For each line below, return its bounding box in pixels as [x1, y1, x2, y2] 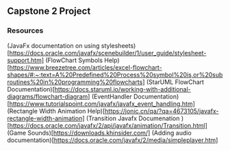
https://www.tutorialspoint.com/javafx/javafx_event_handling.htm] [9, 99, 195, 108]
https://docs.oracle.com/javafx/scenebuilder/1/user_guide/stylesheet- [9, 49, 207, 57]
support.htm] [7, 56, 44, 64]
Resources [7, 26, 44, 36]
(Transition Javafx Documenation [86, 114, 180, 122]
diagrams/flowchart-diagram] [7, 92, 90, 100]
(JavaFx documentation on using [7, 41, 100, 50]
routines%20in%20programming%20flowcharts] [7, 78, 145, 86]
